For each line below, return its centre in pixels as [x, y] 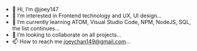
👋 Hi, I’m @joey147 [35, 9]
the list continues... [36, 28]
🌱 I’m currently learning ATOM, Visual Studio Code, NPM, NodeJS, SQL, [101, 22]
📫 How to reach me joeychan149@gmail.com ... [71, 41]
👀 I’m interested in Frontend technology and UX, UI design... [87, 16]
